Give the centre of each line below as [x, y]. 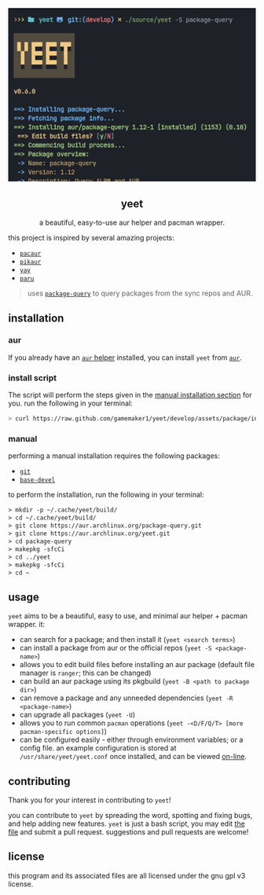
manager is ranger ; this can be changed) [85, 673]
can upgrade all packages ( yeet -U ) [77, 715]
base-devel [37, 480]
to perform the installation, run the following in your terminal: [106, 495]
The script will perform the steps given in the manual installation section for [130, 395]
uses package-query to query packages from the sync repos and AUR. [140, 293]
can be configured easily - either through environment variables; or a [131, 740]
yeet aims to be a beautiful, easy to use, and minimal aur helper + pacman [128, 616]
